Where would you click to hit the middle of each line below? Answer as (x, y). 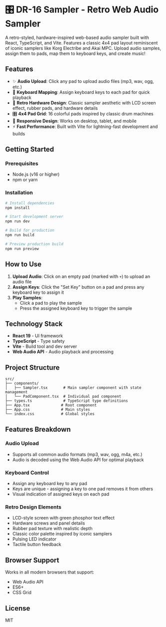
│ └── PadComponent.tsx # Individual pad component (63, 397)
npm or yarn (25, 180)
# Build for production (30, 230)
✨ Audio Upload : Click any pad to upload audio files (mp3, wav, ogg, (83, 81)
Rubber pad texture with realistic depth (52, 529)
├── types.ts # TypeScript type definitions (67, 401)
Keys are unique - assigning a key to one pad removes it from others (83, 489)
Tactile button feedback (37, 545)
